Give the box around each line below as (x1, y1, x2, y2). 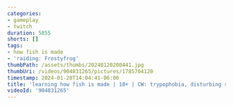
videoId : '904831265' (7, 87, 70, 94)
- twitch (7, 23, 33, 30)
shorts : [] (7, 36, 39, 43)
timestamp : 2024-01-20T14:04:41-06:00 (7, 74, 119, 82)
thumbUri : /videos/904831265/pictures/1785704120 (7, 68, 154, 75)
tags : (7, 42, 23, 49)
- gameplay (7, 17, 39, 23)
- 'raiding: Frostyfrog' (7, 55, 79, 62)
